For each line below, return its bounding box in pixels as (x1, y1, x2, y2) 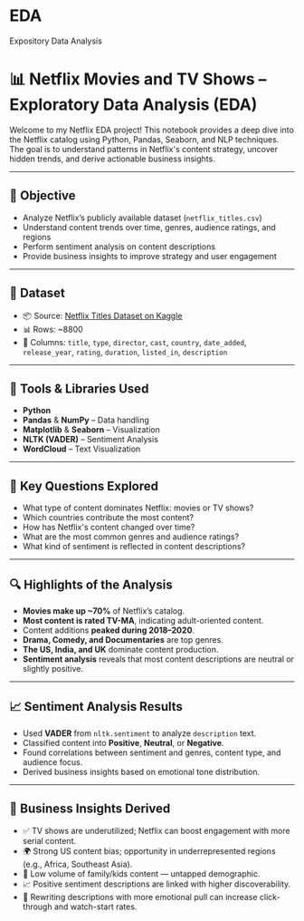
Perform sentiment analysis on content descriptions (22, 241, 215, 252)
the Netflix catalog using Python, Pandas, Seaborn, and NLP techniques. (9, 133, 280, 145)
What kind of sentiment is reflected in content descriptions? (22, 541, 246, 552)
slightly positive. (22, 663, 84, 674)
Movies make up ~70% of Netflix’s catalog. (22, 605, 185, 616)
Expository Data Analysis (9, 35, 102, 46)
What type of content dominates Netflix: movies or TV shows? (22, 502, 254, 513)
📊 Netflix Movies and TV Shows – (9, 69, 267, 90)
